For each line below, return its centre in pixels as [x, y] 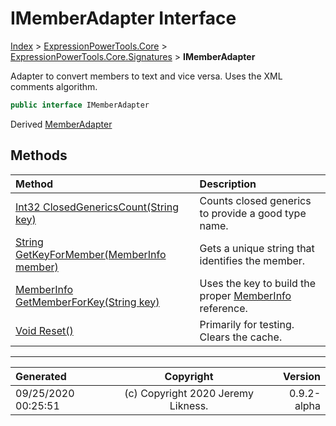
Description [228, 184]
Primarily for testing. [247, 324]
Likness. [189, 405]
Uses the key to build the [258, 283]
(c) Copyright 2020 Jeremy [189, 393]
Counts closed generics [255, 200]
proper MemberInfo [245, 295]
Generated [41, 376]
